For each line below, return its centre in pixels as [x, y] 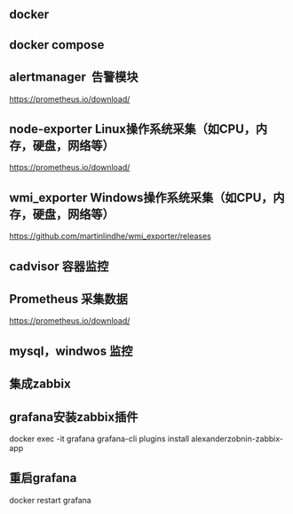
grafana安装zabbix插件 [74, 417]
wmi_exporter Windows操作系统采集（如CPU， [141, 197]
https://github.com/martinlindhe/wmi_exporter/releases [110, 236]
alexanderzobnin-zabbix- [237, 439]
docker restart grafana [50, 500]
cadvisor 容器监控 [59, 266]
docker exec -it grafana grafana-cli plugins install [99, 439]
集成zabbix [40, 384]
